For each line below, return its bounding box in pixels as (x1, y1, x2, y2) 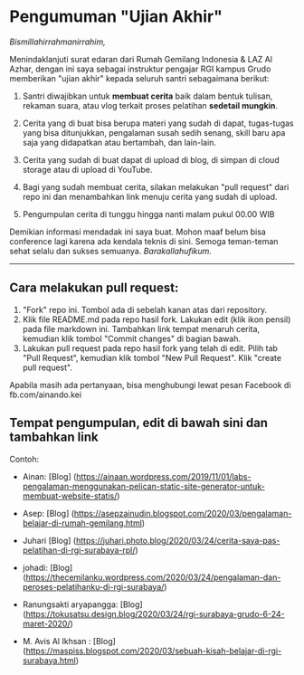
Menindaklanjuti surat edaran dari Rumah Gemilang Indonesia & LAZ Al (9, 53, 273, 64)
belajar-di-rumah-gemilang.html (22, 518, 143, 528)
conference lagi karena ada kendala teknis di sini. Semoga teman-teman (9, 235, 279, 246)
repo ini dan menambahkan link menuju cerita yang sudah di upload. (22, 191, 278, 202)
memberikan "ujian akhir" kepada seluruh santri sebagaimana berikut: (9, 72, 270, 83)
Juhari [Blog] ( (22, 535, 77, 546)
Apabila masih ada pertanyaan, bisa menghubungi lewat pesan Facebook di (9, 379, 291, 390)
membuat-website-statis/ (22, 490, 118, 501)
